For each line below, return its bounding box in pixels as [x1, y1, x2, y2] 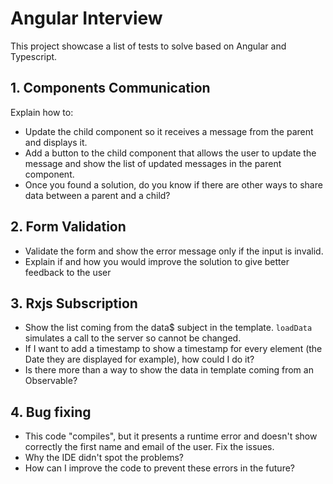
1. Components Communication [10, 80, 211, 97]
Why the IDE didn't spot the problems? [24, 452, 184, 464]
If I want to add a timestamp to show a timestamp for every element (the [24, 343, 323, 355]
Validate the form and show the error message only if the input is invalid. [24, 245, 324, 257]
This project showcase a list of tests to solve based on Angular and [10, 40, 287, 52]
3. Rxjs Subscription [10, 295, 138, 312]
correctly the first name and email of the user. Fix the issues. [24, 441, 275, 453]
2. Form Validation [10, 218, 127, 236]
